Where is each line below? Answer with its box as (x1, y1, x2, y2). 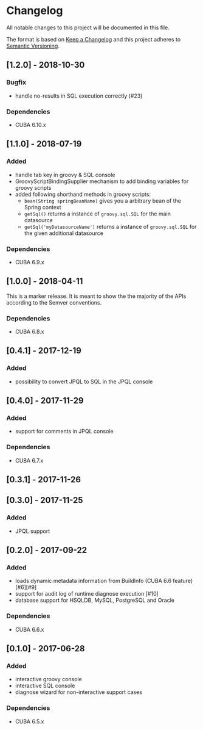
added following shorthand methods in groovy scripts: (15, 190, 151, 198)
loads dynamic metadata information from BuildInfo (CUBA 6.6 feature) (15, 577, 193, 585)
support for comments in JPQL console (15, 428, 114, 435)
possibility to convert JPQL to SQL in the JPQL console (15, 378, 153, 385)
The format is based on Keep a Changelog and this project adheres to (6, 35, 181, 43)
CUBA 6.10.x (15, 121, 47, 128)
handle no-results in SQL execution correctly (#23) (15, 92, 143, 99)
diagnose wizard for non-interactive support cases (15, 688, 143, 696)
